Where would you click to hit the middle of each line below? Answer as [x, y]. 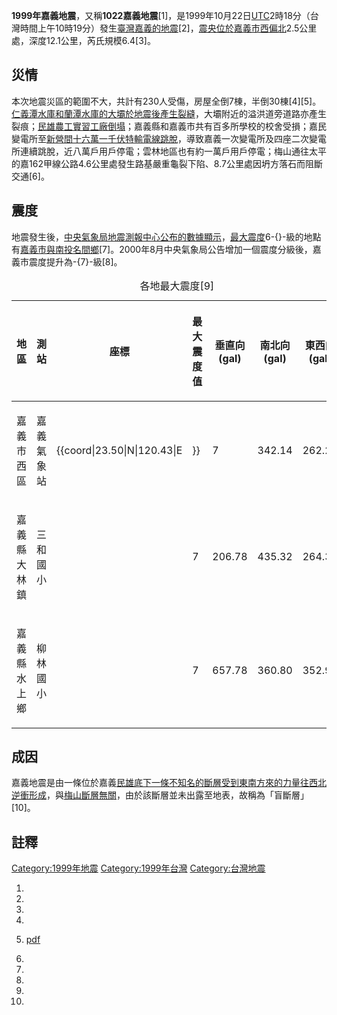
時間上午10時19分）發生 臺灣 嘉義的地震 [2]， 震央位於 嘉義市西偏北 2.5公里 [168, 28]
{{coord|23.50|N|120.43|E [119, 450]
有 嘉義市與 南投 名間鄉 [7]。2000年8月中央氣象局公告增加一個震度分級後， [162, 249]
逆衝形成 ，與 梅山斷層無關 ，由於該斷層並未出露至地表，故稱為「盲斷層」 [160, 795]
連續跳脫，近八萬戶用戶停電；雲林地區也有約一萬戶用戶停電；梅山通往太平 [173, 151]
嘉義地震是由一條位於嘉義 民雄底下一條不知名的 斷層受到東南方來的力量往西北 [169, 783]
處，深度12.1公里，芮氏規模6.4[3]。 [83, 40]
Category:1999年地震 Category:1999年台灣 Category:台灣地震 [138, 868]
